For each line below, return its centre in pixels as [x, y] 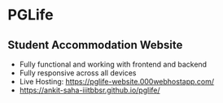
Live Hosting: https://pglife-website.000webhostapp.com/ [117, 82]
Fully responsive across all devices [78, 73]
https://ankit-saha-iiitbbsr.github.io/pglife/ [90, 90]
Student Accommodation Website [95, 45]
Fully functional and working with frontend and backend [113, 64]
